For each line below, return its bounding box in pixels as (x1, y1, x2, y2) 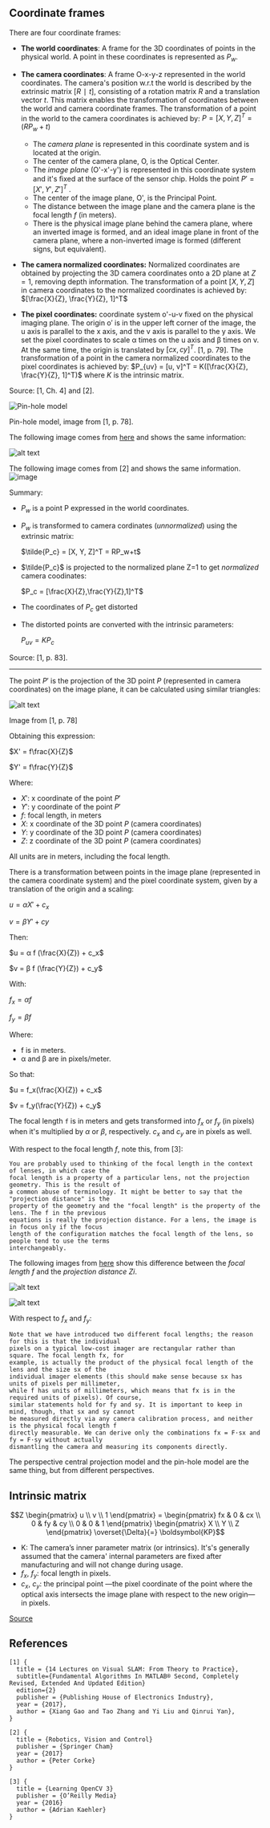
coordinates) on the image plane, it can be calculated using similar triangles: (9, 684, 261, 694)
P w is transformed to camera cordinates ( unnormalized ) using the (20, 521, 238, 532)
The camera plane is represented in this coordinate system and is (32, 140, 250, 149)
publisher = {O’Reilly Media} (16, 1791, 117, 1800)
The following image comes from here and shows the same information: (9, 433, 247, 443)
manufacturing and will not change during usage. (20, 1560, 183, 1569)
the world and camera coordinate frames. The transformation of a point (20, 104, 257, 113)
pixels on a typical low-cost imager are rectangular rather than (9, 1344, 236, 1353)
